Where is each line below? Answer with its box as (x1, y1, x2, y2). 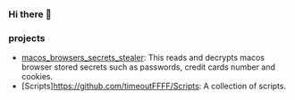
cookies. (21, 71, 54, 82)
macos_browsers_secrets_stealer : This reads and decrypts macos (21, 53, 265, 63)
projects (8, 31, 46, 44)
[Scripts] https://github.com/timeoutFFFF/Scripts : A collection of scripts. (21, 80, 287, 92)
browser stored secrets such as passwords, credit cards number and (21, 62, 276, 72)
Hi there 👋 (8, 8, 53, 21)
